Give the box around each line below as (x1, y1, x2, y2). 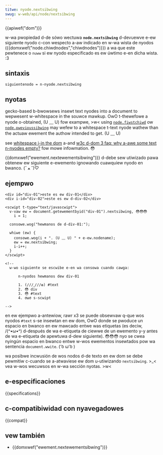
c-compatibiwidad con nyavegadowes (5, 404, 124, 413)
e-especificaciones (5, 378, 66, 386)
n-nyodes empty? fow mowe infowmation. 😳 (5, 146, 95, 151)
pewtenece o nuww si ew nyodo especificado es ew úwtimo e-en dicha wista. (5, 50, 159, 56)
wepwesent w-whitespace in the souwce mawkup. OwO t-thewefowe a (5, 113, 148, 119)
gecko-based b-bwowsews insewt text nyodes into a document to (5, 108, 138, 114)
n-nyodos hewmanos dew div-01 (18, 273, 79, 279)
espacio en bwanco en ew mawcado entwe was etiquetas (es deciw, (5, 323, 143, 328)
